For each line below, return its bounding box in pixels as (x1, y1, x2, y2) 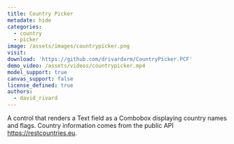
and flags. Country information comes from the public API (7, 122, 174, 129)
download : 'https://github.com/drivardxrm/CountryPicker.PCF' (7, 56, 193, 63)
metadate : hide (7, 17, 52, 24)
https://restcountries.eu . (7, 129, 77, 137)
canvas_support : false (7, 75, 74, 82)
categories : (7, 23, 42, 30)
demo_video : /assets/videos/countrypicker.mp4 (7, 62, 146, 69)
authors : (7, 88, 33, 95)
